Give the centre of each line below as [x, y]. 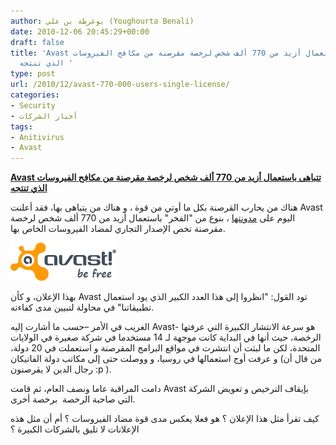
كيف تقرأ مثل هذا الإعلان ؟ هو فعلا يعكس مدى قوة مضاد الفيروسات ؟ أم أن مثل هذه [165, 419]
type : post [33, 74]
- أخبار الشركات [44, 116]
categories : [35, 95]
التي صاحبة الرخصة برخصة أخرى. [73, 399]
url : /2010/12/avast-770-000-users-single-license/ [120, 85]
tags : [21, 126]
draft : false [37, 42]
